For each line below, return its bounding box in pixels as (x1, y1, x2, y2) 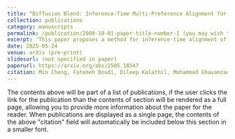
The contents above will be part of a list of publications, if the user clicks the (7, 88, 227, 96)
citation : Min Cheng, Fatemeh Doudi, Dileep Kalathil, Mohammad (7, 68, 199, 75)
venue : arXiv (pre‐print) (7, 50, 83, 57)
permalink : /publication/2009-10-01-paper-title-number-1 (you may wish (7, 29, 224, 37)
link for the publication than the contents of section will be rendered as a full (7, 95, 227, 103)
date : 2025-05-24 (7, 43, 58, 50)
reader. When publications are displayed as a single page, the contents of (7, 110, 220, 119)
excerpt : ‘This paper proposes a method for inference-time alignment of (7, 36, 227, 43)
